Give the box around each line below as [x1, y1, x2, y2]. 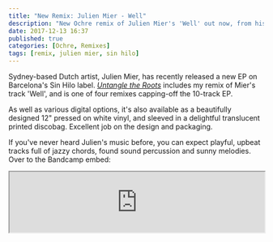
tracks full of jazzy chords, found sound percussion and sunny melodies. [8, 146, 251, 155]
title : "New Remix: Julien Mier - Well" [8, 11, 147, 20]
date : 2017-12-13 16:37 [8, 27, 89, 35]
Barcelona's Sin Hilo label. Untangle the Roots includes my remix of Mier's [8, 80, 256, 90]
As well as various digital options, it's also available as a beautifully [8, 104, 232, 114]
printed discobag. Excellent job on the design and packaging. [8, 122, 213, 131]
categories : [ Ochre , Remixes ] [8, 42, 111, 50]
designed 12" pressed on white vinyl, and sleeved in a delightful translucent [8, 113, 261, 122]
